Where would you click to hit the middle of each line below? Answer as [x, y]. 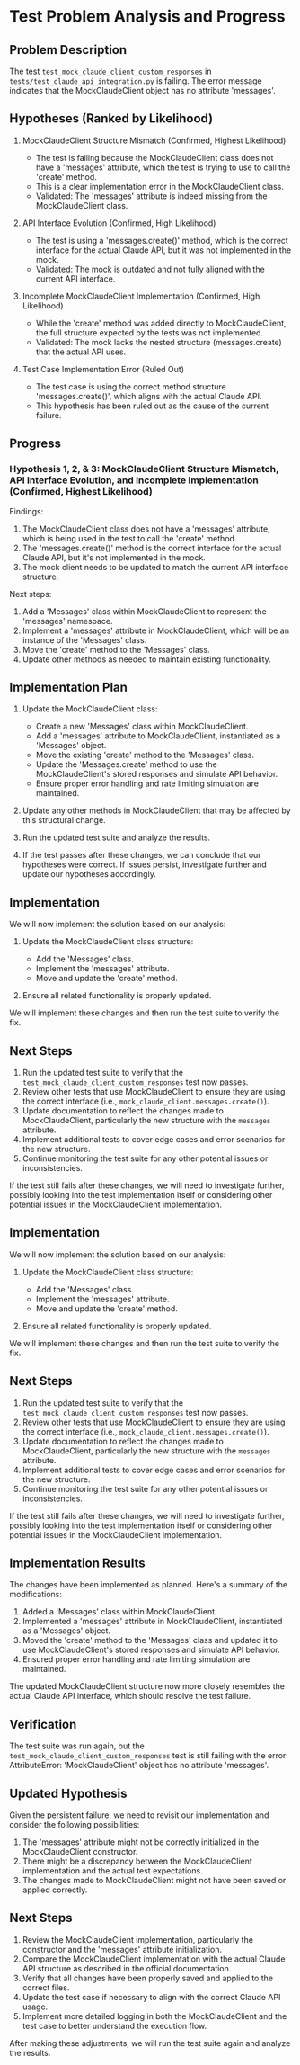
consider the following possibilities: [75, 1824]
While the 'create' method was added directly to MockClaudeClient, [161, 323]
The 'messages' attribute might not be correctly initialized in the [141, 1842]
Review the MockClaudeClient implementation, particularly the [138, 1939]
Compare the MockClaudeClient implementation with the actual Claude [154, 1959]
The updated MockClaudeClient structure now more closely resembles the [147, 1686]
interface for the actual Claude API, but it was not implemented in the [163, 250]
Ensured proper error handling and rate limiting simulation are [136, 1659]
